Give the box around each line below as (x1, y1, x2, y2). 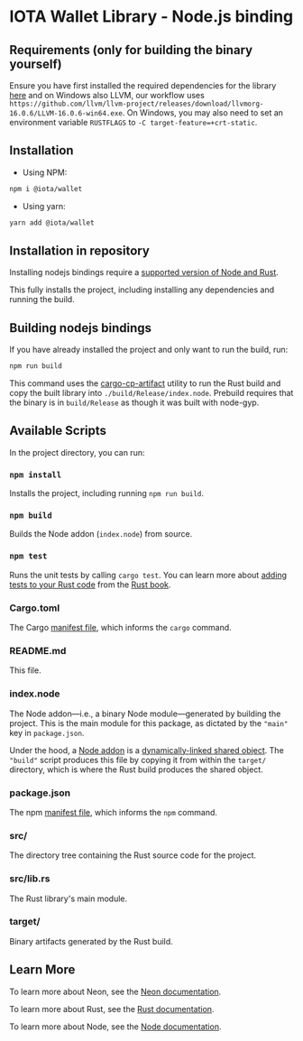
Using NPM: (22, 167, 68, 178)
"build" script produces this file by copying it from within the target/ (9, 754, 267, 765)
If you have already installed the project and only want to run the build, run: (9, 345, 289, 355)
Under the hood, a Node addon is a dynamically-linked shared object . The (9, 744, 284, 755)
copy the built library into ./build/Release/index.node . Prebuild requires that (9, 388, 294, 399)
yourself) (9, 56, 63, 71)
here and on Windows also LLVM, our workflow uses (9, 90, 205, 100)
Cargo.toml (9, 602, 60, 614)
